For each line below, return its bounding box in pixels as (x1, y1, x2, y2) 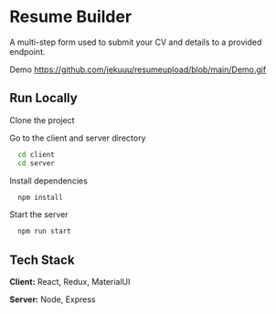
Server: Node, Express (9, 294, 96, 305)
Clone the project (9, 114, 75, 125)
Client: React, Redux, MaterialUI (9, 277, 131, 288)
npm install (17, 193, 64, 202)
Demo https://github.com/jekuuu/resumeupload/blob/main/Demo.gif (9, 64, 267, 75)
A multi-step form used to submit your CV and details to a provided (9, 37, 262, 47)
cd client (17, 150, 55, 159)
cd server (17, 158, 55, 168)
